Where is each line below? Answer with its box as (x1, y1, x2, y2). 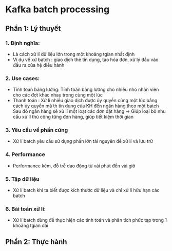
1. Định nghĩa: (5, 40, 40, 47)
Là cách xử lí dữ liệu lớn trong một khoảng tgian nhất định (12, 51, 135, 57)
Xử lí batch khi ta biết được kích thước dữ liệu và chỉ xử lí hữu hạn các (12, 187, 160, 194)
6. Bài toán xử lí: (5, 205, 46, 213)
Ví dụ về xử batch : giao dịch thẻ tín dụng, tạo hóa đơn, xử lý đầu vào (12, 56, 159, 63)
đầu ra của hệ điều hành (12, 62, 65, 68)
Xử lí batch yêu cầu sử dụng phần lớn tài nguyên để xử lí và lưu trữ (12, 138, 153, 144)
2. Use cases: (5, 74, 40, 82)
